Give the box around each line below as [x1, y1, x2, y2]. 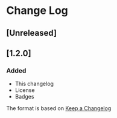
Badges [14, 93, 34, 100]
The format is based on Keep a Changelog [6, 105, 112, 112]
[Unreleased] [6, 28, 57, 38]
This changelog [14, 80, 54, 88]
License [14, 87, 35, 94]
